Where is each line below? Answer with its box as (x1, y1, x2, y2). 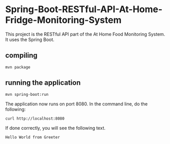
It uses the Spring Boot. (5, 37, 55, 43)
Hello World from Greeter (5, 134, 60, 140)
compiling (5, 51, 38, 60)
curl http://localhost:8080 (5, 116, 65, 121)
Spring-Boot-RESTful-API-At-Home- (5, 4, 163, 15)
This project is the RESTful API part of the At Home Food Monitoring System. (5, 31, 165, 37)
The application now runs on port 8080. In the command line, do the (5, 100, 148, 107)
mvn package (5, 64, 30, 69)
